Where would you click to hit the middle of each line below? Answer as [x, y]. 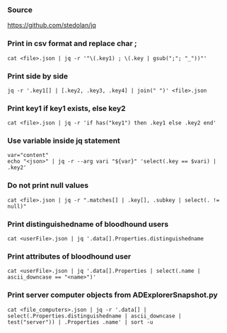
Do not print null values [48, 185]
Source [20, 10]
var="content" [28, 156]
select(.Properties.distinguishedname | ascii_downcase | [94, 316]
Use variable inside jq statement [64, 141]
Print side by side [38, 76]
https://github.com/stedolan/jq [52, 25]
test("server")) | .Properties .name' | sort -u [80, 322]
